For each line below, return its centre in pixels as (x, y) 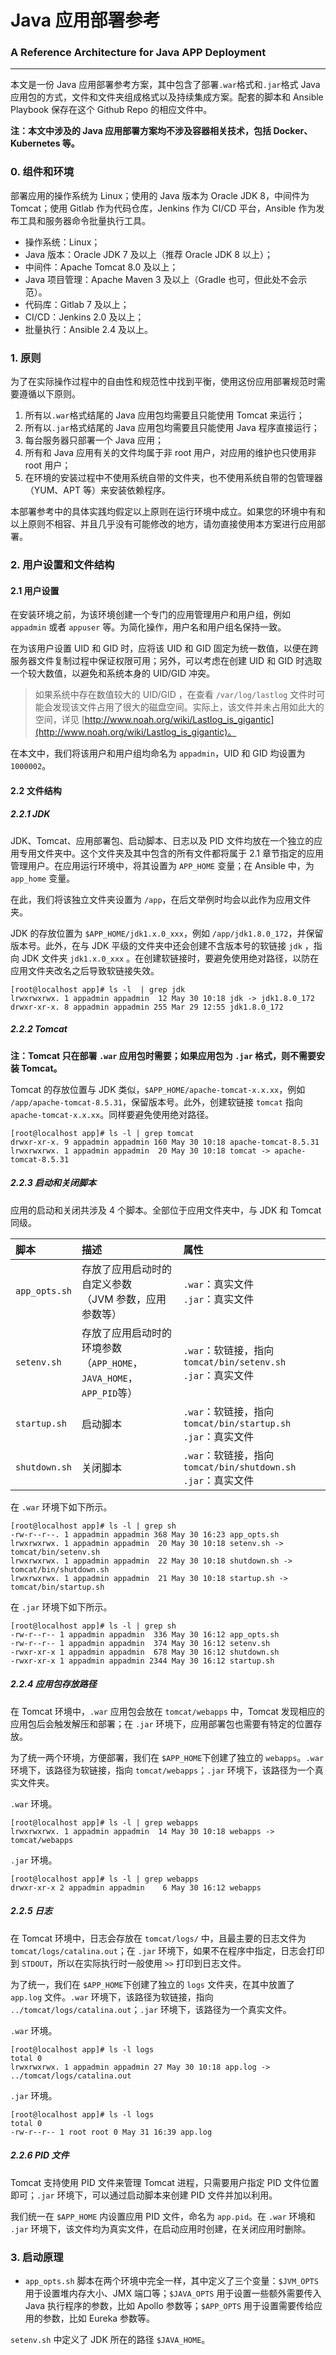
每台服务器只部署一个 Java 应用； (94, 440)
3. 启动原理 (37, 2257)
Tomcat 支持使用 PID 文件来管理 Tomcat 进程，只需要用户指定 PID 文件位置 (165, 2182)
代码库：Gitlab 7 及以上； (77, 304)
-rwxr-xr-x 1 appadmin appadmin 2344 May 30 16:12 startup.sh (142, 1661)
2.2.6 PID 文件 (40, 2155)
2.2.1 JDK (30, 814)
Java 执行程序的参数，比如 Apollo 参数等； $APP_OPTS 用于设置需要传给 (169, 2305)
